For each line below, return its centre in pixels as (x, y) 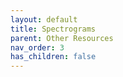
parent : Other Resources (62, 38)
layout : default (44, 19)
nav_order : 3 (37, 47)
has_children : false (53, 57)
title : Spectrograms (53, 29)
